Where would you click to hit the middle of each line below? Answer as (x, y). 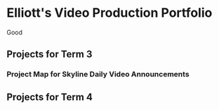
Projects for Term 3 (49, 54)
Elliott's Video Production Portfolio (109, 13)
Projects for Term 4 (49, 97)
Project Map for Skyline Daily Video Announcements (98, 74)
